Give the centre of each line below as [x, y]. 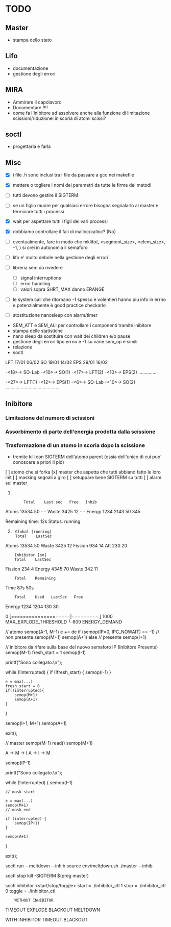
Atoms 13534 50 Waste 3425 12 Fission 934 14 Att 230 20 [66, 545]
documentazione [30, 68]
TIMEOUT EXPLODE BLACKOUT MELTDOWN [53, 910]
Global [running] [33, 532]
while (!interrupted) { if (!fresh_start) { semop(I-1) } [58, 672]
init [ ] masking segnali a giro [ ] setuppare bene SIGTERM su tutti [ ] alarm [83, 477]
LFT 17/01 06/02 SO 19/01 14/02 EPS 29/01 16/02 [57, 362]
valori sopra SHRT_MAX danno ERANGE [62, 289]
